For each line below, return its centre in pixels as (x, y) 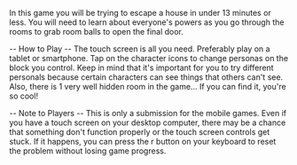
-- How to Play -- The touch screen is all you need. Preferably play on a (140, 49)
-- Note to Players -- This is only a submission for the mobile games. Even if (148, 113)
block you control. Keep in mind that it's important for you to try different (141, 67)
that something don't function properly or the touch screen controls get (140, 132)
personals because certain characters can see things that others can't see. (146, 77)
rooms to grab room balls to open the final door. (97, 31)
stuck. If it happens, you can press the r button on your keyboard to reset (143, 141)
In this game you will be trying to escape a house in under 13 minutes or (141, 13)
